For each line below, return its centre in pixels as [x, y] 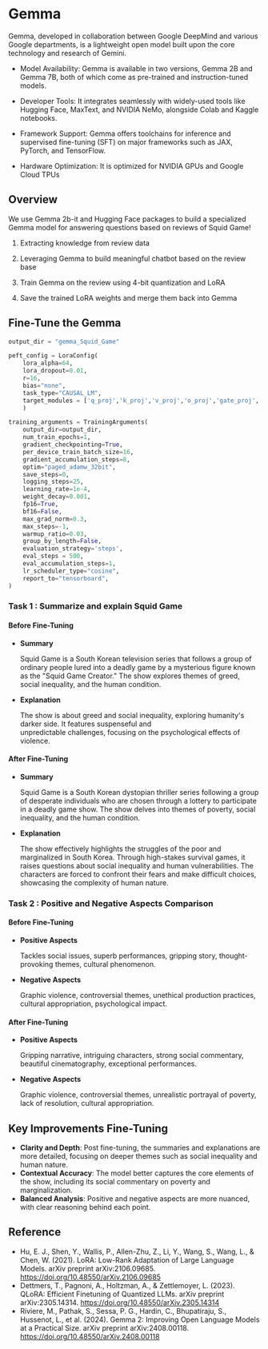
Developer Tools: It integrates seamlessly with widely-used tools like [132, 101]
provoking [36, 964]
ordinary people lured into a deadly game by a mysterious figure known [138, 667]
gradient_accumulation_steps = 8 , [76, 459]
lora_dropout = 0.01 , [55, 371]
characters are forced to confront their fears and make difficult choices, [138, 874]
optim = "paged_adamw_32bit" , [69, 467]
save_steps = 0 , [46, 474]
